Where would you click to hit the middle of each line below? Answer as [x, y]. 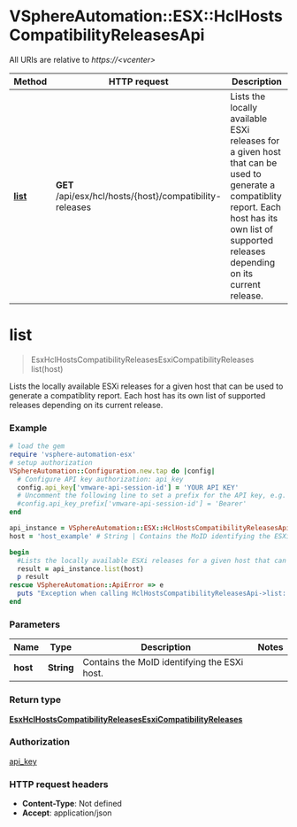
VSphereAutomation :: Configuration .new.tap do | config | [112, 471]
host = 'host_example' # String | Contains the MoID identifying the [140, 536]
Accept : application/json [67, 813]
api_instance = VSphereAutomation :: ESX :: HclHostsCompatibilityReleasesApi [150, 529]
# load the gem [37, 446]
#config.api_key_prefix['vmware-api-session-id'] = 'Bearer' [132, 504]
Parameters [34, 624]
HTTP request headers [59, 784]
